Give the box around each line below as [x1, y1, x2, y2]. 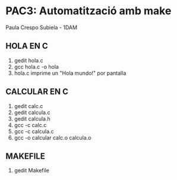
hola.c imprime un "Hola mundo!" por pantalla [14, 70, 127, 77]
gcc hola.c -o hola [14, 63, 59, 70]
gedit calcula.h [14, 115, 51, 122]
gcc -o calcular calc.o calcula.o [14, 134, 91, 141]
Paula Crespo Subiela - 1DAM [5, 24, 78, 31]
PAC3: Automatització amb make [5, 4, 172, 18]
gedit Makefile [14, 167, 50, 174]
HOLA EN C [5, 41, 48, 51]
